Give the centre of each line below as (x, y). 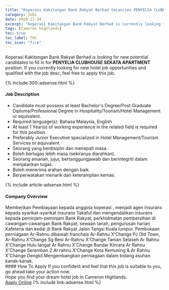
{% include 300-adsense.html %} (40, 83)
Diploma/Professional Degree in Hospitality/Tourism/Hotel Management (87, 111)
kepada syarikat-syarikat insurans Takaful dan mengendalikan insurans (79, 213)
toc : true (16, 33)
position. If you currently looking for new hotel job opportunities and (76, 67)
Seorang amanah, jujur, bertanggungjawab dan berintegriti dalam (80, 159)
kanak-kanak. (19, 261)
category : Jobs (21, 15)
